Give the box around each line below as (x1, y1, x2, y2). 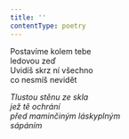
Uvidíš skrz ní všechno (10, 64, 93, 76)
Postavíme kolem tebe (10, 45, 92, 56)
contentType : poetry (10, 21, 87, 30)
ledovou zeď (10, 55, 57, 66)
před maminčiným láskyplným (10, 110, 121, 121)
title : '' (10, 12, 47, 22)
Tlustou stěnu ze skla (10, 91, 89, 102)
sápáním (10, 119, 43, 130)
